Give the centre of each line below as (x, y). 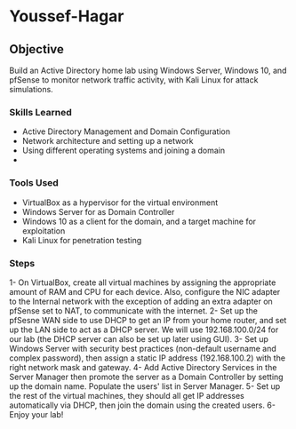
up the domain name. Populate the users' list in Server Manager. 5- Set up (145, 386)
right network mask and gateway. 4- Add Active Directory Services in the (143, 367)
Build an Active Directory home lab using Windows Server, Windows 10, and (148, 70)
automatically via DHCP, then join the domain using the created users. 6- (142, 405)
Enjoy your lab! (36, 414)
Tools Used (34, 183)
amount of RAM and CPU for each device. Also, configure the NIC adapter (145, 291)
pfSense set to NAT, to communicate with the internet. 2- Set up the (133, 310)
